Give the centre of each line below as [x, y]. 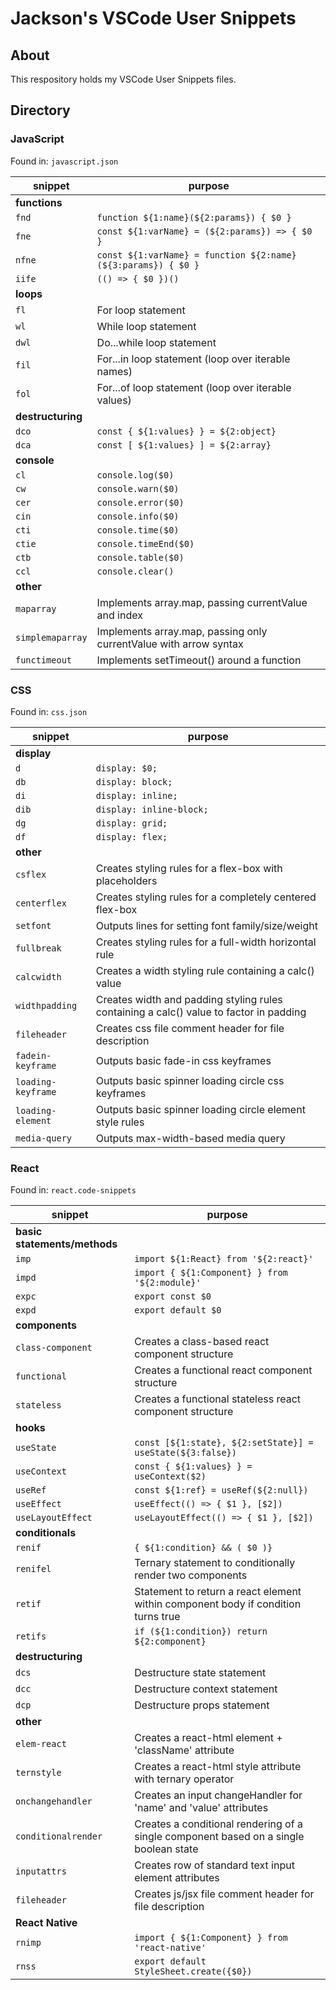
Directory [40, 110]
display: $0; [126, 768]
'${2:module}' [168, 1283]
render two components [191, 1575]
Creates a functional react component [223, 1370]
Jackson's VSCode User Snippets [153, 18]
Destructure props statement [202, 1705]
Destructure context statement [206, 1689]
